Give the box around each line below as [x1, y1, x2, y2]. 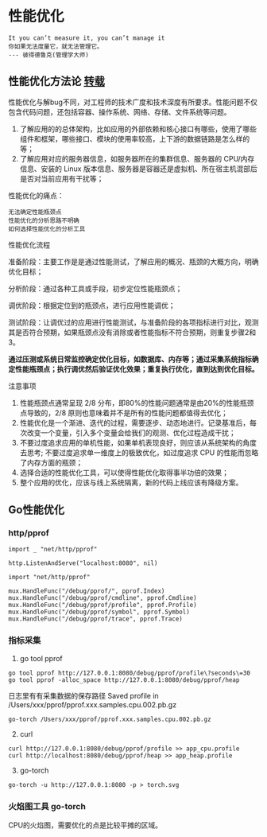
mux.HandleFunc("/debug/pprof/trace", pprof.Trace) [8, 615, 183, 623]
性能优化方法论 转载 [8, 75, 105, 88]
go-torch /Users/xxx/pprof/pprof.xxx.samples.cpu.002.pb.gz [8, 715, 212, 723]
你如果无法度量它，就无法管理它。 [8, 42, 103, 50]
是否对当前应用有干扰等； [19, 173, 104, 183]
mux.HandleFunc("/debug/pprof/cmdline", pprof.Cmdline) [8, 594, 197, 602]
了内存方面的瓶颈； [19, 457, 83, 467]
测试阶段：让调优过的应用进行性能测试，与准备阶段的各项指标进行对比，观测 [8, 317, 259, 327]
